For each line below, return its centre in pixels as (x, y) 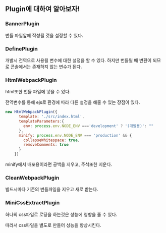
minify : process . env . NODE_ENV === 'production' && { (75, 135)
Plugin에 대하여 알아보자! (43, 9)
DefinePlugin (21, 48)
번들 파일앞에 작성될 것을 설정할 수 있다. (44, 35)
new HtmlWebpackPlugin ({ (31, 112)
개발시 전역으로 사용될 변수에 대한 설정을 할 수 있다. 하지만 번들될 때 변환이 (78, 60)
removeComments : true (46, 145)
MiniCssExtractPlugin (33, 203)
